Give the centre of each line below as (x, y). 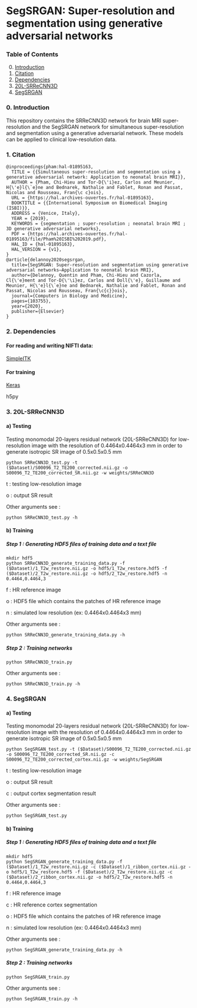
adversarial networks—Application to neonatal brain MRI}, (80, 270)
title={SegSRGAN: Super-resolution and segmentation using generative (100, 265)
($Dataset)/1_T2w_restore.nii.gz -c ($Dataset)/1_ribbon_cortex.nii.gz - (99, 867)
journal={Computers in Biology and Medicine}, (70, 296)
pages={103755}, (31, 301)
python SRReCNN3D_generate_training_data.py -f (66, 564)
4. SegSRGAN (26, 699)
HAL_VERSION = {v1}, (37, 250)
